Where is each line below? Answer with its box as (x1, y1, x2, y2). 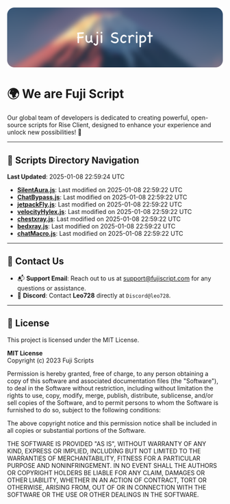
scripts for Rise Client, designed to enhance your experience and (28, 121, 212, 129)
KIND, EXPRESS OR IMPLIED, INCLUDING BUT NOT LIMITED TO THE (7, 447, 201, 455)
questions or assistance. (16, 284, 87, 292)
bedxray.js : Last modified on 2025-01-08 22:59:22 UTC (16, 222, 176, 230)
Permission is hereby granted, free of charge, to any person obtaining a (7, 369, 209, 377)
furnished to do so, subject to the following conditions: (7, 406, 161, 414)
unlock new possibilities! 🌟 (7, 128, 82, 137)
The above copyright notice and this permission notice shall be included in (7, 419, 217, 427)
